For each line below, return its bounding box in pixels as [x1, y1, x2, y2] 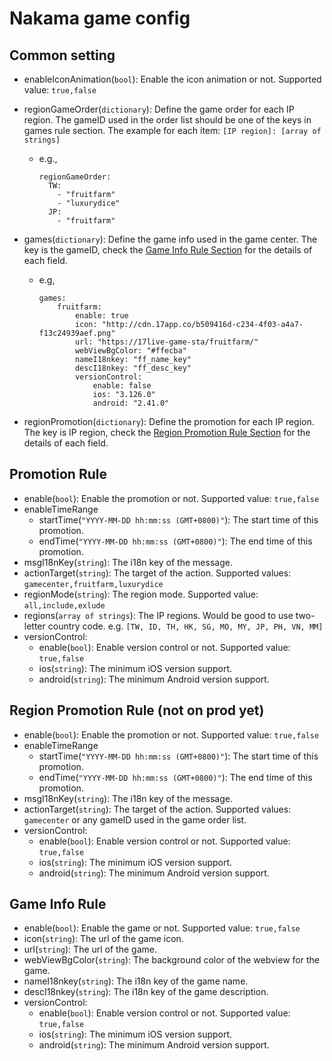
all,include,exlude [23, 600, 106, 611]
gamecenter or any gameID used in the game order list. [23, 813, 247, 826]
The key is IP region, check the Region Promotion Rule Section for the [23, 427, 311, 438]
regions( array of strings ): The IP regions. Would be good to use [23, 609, 294, 621]
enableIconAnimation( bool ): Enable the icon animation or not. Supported [23, 73, 322, 85]
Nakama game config [9, 7, 191, 30]
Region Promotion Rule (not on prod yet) [9, 702, 265, 719]
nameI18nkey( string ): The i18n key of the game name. [23, 975, 249, 987]
